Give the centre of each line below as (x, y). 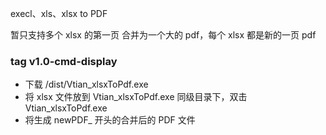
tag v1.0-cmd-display (64, 61)
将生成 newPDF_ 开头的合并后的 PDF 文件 (110, 120)
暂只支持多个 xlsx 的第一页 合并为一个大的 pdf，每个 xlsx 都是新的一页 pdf (163, 35)
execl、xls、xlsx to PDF (59, 13)
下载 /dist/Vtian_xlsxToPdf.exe (86, 84)
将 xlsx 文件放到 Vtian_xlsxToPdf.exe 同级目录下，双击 (136, 97)
